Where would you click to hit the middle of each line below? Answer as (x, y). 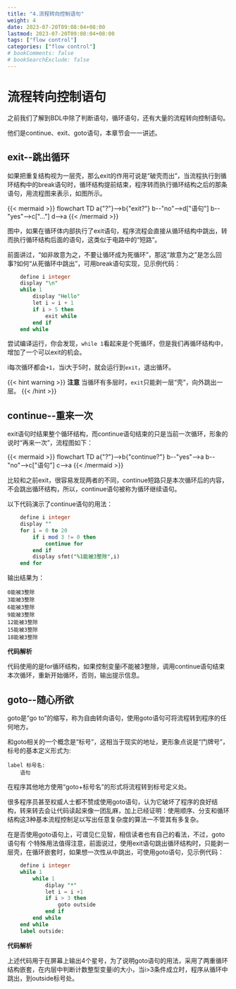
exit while (61, 316)
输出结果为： (26, 578)
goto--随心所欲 (41, 700)
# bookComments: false (41, 54)
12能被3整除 (23, 623)
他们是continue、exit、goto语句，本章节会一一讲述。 (84, 133)
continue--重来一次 (50, 415)
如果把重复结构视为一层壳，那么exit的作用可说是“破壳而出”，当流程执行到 (114, 175)
